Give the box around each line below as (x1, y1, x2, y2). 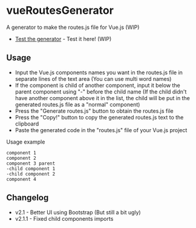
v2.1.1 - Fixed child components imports (15, 215, 114, 222)
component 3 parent (6, 160, 56, 166)
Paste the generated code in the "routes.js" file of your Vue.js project (15, 126, 188, 133)
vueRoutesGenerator (6, 4, 114, 17)
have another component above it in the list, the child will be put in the (15, 94, 191, 101)
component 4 (6, 176, 36, 182)
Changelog (6, 192, 49, 203)
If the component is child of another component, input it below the (15, 81, 180, 89)
